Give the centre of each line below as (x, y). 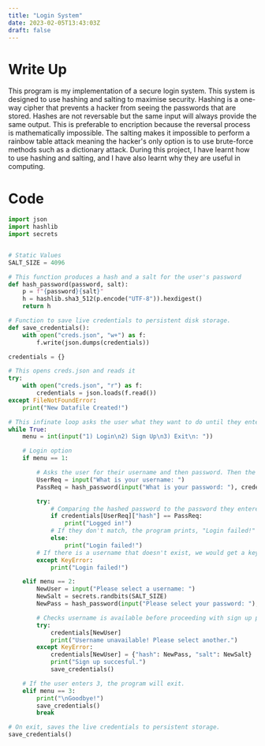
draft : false (30, 30)
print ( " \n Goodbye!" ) (70, 698)
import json (28, 219)
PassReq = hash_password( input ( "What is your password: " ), (137, 487)
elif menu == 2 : (49, 582)
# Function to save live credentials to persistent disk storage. (119, 321)
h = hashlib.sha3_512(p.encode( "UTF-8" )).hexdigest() (112, 299)
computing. (27, 167)
